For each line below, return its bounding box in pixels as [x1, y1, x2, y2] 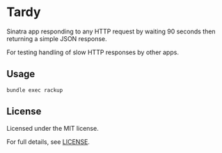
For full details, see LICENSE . [6, 137, 90, 146]
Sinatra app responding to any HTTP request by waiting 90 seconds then [6, 27, 216, 35]
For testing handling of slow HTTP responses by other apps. [6, 48, 179, 56]
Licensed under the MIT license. [6, 124, 99, 132]
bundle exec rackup [6, 86, 63, 94]
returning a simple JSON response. [6, 34, 107, 42]
